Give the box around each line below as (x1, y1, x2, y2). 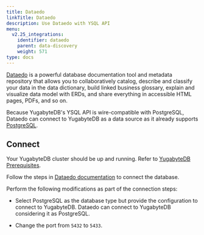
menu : (6, 26, 20, 32)
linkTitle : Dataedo (6, 15, 56, 21)
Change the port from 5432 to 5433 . (15, 222, 102, 229)
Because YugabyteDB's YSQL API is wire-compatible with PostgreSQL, (6, 108, 185, 116)
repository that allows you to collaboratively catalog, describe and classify (6, 77, 193, 85)
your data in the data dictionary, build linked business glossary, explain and (6, 83, 195, 91)
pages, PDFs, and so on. (6, 97, 68, 104)
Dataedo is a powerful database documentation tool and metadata (6, 71, 172, 78)
